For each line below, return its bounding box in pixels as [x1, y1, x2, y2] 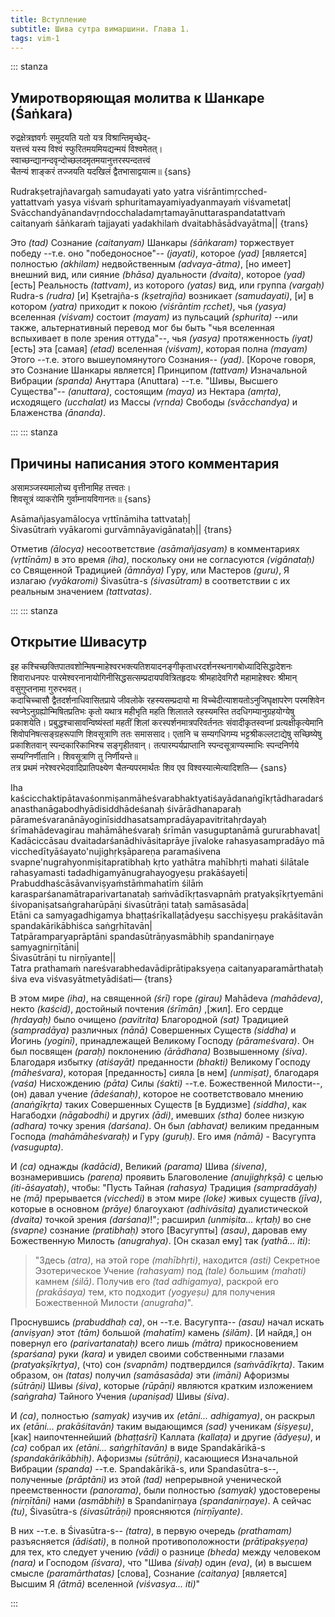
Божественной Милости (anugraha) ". [34, 1296, 194, 1308]
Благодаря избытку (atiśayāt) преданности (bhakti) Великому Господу [10, 1056, 311, 1068]
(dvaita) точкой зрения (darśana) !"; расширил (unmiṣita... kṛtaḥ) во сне [10, 1213, 312, 1225]
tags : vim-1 [10, 33, 60, 43]
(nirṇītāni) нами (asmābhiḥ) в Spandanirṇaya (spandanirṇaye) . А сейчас [10, 1494, 312, 1506]
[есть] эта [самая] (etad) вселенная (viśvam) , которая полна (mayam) [10, 343, 308, 355]
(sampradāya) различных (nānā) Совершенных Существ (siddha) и [10, 1024, 297, 1036]
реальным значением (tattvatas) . [10, 586, 152, 597]
